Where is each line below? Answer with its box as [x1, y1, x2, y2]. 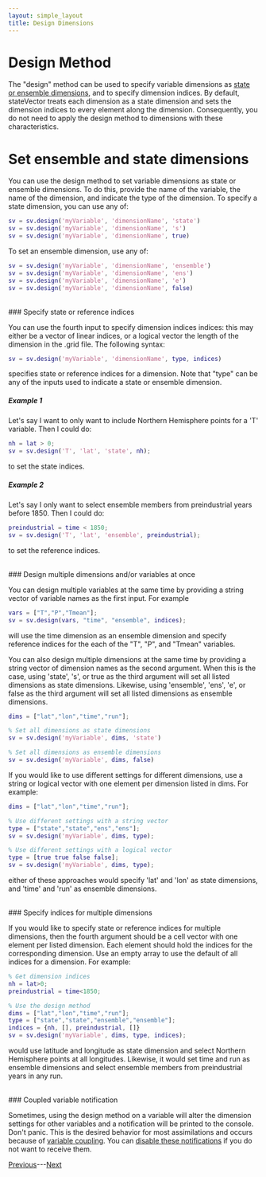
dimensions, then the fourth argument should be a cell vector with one [8, 932, 238, 941]
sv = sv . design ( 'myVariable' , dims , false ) [8, 756, 155, 764]
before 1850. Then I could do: [8, 508, 105, 518]
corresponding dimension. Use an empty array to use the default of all [8, 949, 238, 959]
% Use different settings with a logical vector [8, 846, 172, 854]
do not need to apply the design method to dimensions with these [8, 113, 224, 124]
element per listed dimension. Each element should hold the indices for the [8, 940, 253, 950]
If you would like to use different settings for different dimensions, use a [8, 770, 244, 779]
